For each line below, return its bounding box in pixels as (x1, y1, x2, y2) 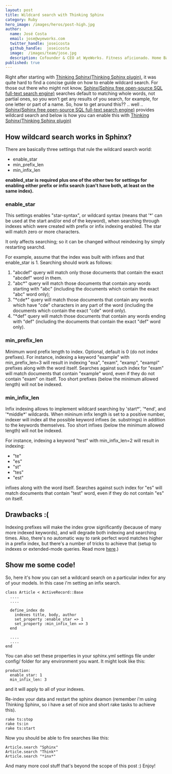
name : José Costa (10, 31, 47, 36)
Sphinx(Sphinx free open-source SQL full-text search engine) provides (5, 107, 155, 113)
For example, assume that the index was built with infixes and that (5, 254, 144, 260)
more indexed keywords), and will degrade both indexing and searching (5, 529, 157, 535)
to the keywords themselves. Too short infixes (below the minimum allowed (5, 422, 164, 428)
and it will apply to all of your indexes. (5, 686, 85, 692)
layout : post (5, 7, 33, 13)
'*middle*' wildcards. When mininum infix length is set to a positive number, (5, 411, 165, 417)
